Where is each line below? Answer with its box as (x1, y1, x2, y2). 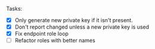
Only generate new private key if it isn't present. (14, 17, 133, 23)
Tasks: (6, 5, 23, 12)
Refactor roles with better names (14, 37, 95, 44)
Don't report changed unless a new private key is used (14, 23, 150, 30)
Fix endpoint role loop (14, 30, 69, 38)
